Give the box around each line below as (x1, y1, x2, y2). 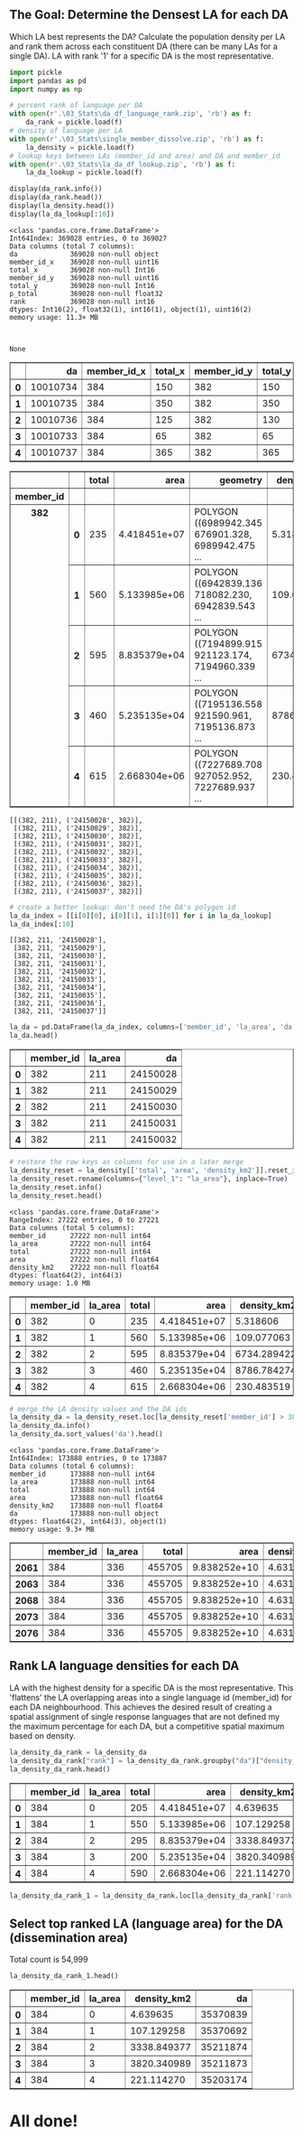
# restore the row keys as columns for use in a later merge (9, 1158, 244, 1167)
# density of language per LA (9, 126, 124, 135)
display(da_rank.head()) (9, 193, 103, 202)
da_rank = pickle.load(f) (25, 117, 124, 127)
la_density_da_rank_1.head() (9, 1972, 119, 1981)
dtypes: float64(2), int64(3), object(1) (9, 1517, 168, 1526)
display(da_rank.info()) (9, 184, 103, 193)
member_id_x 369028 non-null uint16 (9, 257, 160, 266)
